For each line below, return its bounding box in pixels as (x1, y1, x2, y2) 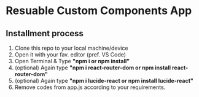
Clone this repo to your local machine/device (14, 44, 128, 52)
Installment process (6, 28, 84, 39)
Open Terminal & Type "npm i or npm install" (14, 58, 130, 64)
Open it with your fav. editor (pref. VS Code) (14, 51, 127, 58)
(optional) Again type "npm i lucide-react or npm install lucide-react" (14, 77, 194, 84)
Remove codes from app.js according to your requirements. (14, 83, 166, 91)
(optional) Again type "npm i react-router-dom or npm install (14, 64, 171, 71)
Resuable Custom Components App (6, 4, 192, 18)
